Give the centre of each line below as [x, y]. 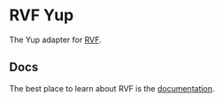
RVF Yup [42, 15]
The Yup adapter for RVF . [55, 40]
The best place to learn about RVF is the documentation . [112, 88]
